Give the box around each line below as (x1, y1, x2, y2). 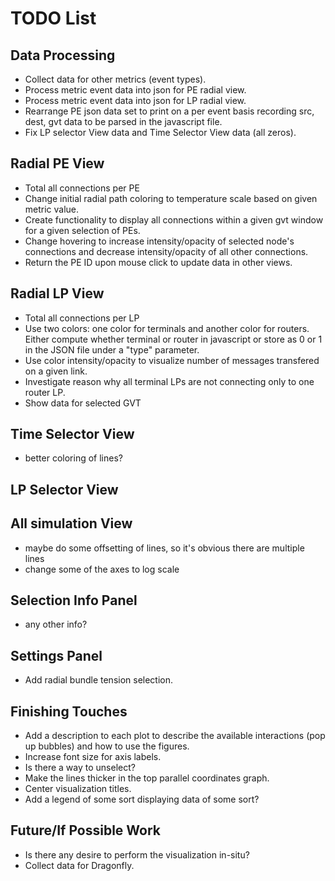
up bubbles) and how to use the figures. (24, 740, 190, 752)
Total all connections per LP (24, 312, 140, 324)
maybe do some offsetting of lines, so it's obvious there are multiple (24, 542, 305, 554)
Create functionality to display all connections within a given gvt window (24, 213, 324, 226)
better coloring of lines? (24, 452, 123, 464)
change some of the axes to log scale (24, 563, 180, 575)
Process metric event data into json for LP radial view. (24, 95, 247, 106)
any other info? (24, 618, 88, 631)
